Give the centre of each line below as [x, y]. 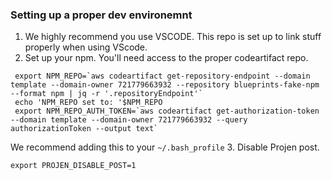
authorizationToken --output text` [84, 129]
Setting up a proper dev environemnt [101, 15]
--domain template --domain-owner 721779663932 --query [129, 120]
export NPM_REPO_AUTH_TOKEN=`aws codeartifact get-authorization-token [167, 111]
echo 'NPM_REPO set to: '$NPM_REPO [88, 103]
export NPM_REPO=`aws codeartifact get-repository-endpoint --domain [162, 76]
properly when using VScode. [86, 47]
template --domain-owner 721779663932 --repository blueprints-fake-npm [165, 85]
